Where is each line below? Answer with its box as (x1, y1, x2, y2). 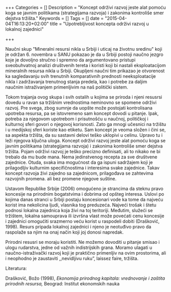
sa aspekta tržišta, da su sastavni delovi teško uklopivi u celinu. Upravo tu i (5, 132, 163, 138)
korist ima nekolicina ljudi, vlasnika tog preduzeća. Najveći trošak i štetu (5, 202, 157, 208)
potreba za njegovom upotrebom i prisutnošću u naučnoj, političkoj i (5, 116, 149, 122)
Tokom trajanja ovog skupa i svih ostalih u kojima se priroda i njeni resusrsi (5, 94, 162, 100)
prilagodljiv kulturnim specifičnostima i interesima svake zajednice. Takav (5, 165, 160, 171)
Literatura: (5, 265, 27, 271)
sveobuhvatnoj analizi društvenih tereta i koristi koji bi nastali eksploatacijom (5, 62, 166, 68)
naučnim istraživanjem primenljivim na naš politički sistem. (5, 84, 129, 90)
